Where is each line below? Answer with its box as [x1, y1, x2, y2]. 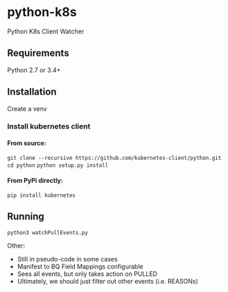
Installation [7, 86, 57, 98]
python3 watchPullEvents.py [7, 229, 89, 236]
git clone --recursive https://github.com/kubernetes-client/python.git [7, 154, 222, 161]
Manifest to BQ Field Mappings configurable [17, 262, 143, 270]
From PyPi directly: [7, 177, 64, 185]
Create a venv [7, 104, 47, 113]
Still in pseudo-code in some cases [17, 254, 118, 263]
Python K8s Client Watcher [7, 27, 85, 35]
